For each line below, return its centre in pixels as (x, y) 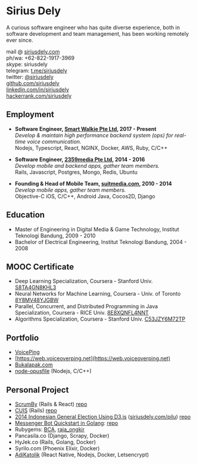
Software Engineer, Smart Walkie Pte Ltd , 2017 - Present (85, 128)
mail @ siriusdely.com (33, 51)
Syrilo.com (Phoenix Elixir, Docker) (57, 448)
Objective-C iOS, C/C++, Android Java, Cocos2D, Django (85, 196)
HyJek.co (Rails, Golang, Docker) (55, 442)
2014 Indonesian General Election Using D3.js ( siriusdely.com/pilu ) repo (103, 417)
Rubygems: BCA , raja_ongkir (50, 429)
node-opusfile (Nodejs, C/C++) (53, 371)
